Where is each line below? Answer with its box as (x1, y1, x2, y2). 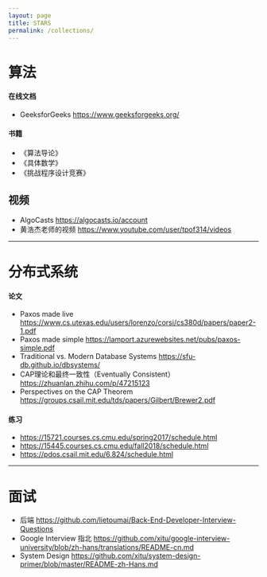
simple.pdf (19, 343, 56, 353)
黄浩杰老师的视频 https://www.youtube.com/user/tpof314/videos (19, 224, 232, 234)
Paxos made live (19, 310, 74, 319)
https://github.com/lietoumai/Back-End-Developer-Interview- (35, 515, 237, 525)
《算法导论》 (19, 148, 62, 158)
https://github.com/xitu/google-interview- (93, 534, 230, 544)
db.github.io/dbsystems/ (19, 360, 101, 370)
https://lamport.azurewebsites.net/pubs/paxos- (85, 335, 241, 345)
